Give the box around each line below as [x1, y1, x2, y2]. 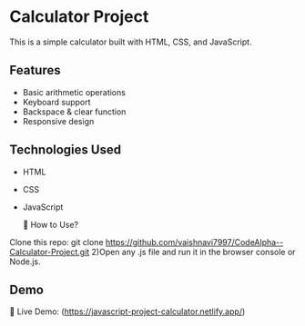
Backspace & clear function [22, 106, 127, 117]
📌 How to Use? [22, 219, 79, 230]
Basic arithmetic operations [22, 86, 126, 97]
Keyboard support [22, 96, 91, 107]
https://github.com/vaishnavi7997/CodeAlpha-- [105, 236, 284, 247]
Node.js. [9, 256, 41, 267]
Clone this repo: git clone [9, 236, 104, 247]
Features [9, 63, 61, 78]
